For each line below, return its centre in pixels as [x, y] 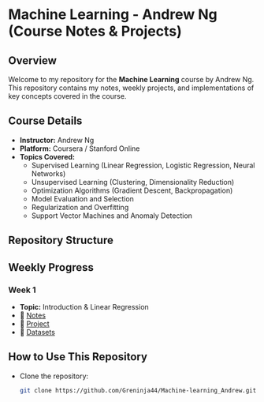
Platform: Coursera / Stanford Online [80, 148]
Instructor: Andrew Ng [57, 140]
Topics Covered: [47, 156]
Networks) [48, 173]
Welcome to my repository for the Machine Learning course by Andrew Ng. [131, 79]
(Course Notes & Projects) [95, 31]
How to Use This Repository [78, 357]
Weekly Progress [51, 267]
